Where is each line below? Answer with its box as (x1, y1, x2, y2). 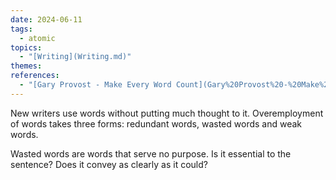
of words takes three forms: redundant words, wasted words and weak (10, 117, 303, 130)
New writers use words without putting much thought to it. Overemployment (10, 107, 324, 119)
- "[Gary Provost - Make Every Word (19, 80, 172, 90)
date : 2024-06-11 (10, 14, 83, 25)
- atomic (19, 33, 56, 43)
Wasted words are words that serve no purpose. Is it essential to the (10, 147, 292, 160)
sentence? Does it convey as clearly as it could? (10, 158, 208, 170)
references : (10, 71, 60, 81)
